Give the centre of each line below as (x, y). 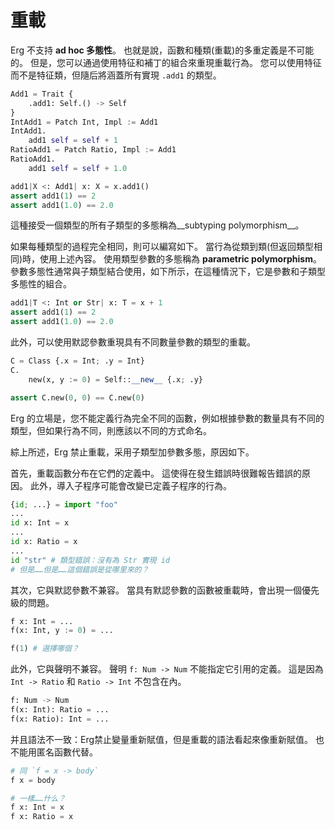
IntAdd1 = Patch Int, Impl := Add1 (84, 122)
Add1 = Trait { (42, 94)
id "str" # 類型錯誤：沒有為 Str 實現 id (90, 560)
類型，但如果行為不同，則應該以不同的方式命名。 (111, 430)
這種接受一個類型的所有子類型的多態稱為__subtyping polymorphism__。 (157, 225)
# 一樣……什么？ (38, 798)
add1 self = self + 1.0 (78, 168)
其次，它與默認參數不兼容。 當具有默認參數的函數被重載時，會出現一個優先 (165, 590)
